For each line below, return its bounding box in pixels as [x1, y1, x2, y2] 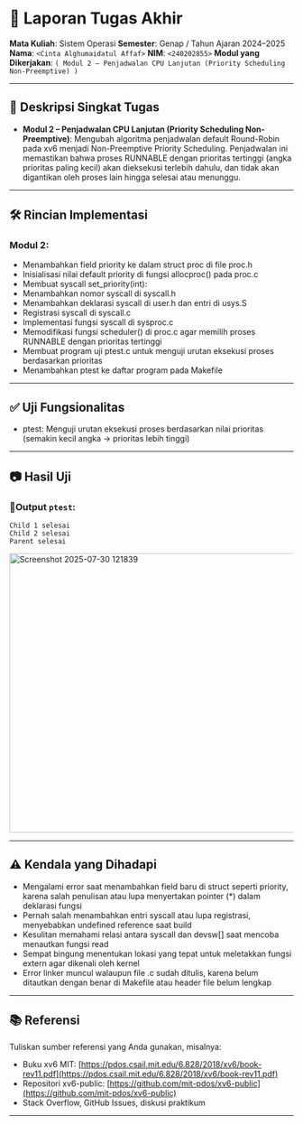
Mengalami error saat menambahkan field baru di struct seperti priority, [22, 880, 289, 892]
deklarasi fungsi [22, 900, 83, 911]
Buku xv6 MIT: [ [22, 1058, 82, 1069]
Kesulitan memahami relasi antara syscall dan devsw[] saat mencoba [22, 929, 280, 940]
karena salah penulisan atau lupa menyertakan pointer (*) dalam [22, 890, 262, 901]
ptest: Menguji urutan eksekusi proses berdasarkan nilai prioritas [22, 423, 264, 434]
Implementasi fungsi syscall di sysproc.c [22, 317, 174, 328]
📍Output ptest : [9, 500, 77, 513]
